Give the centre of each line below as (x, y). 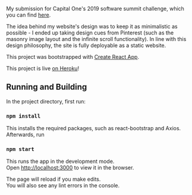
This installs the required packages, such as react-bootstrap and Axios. (94, 128)
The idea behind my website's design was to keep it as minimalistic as (92, 26)
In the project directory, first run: (46, 101)
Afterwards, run (25, 135)
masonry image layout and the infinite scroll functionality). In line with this (96, 39)
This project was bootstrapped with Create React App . (73, 57)
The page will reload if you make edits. (53, 179)
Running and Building (47, 87)
